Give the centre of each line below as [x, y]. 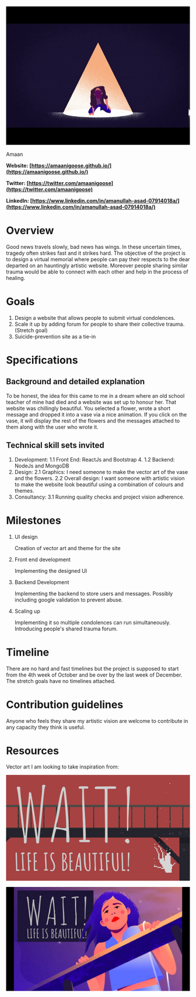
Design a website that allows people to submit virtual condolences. [95, 317]
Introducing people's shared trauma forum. [66, 629]
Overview [30, 231]
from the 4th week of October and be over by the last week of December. [94, 675]
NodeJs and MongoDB [42, 466]
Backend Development [42, 582]
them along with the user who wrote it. [52, 427]
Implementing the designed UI [51, 571]
